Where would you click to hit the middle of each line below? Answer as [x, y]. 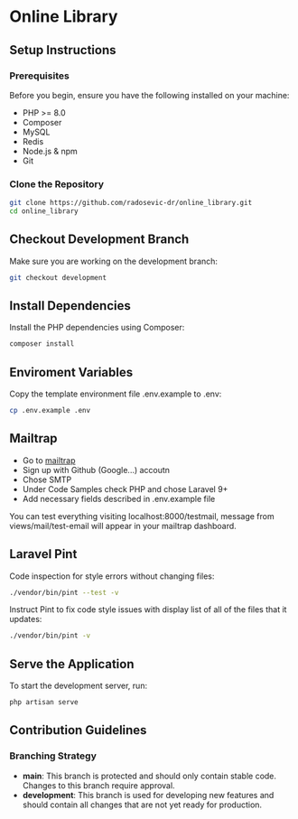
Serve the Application [72, 664]
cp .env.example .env [50, 411]
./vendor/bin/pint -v [50, 636]
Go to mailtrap [49, 460]
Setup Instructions [63, 50]
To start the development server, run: [78, 686]
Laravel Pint [43, 554]
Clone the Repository [57, 184]
